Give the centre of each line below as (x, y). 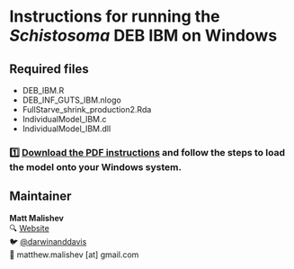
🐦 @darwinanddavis (48, 241)
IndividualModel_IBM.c (64, 119)
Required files (49, 69)
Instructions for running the (115, 17)
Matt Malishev (37, 218)
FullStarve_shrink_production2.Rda (87, 109)
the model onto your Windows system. (96, 166)
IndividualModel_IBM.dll (67, 129)
